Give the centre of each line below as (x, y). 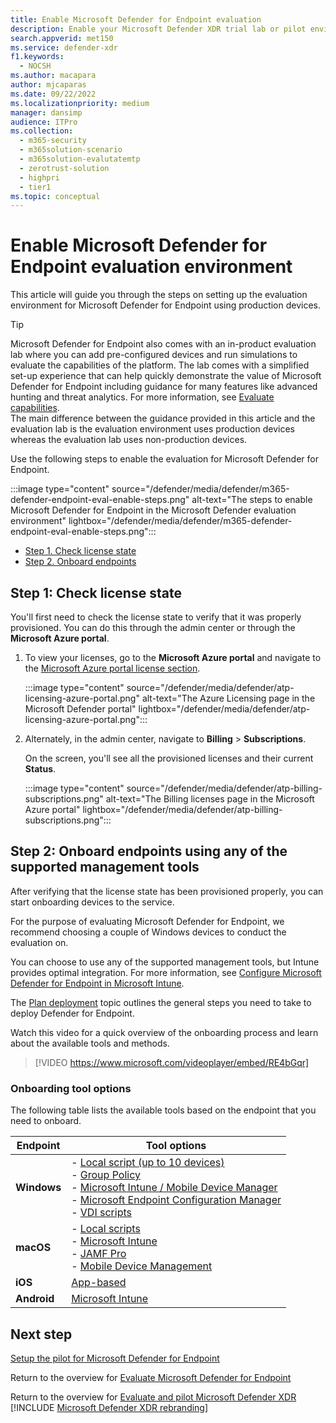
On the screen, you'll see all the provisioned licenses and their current (169, 758)
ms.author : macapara (53, 76)
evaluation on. (39, 942)
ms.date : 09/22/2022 (53, 94)
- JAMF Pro (99, 1254)
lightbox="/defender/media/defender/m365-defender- (180, 521)
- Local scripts (106, 1229)
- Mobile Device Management (142, 1266)
